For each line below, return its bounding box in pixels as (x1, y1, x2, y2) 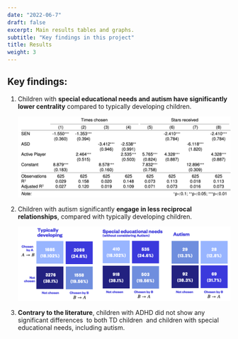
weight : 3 (7, 49, 37, 56)
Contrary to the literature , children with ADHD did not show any (17, 309, 205, 317)
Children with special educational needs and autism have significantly (17, 94, 228, 103)
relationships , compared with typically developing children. (17, 212, 193, 221)
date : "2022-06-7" (7, 11, 62, 18)
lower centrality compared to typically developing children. (17, 102, 192, 110)
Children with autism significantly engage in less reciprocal (17, 205, 193, 213)
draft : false (7, 18, 46, 26)
